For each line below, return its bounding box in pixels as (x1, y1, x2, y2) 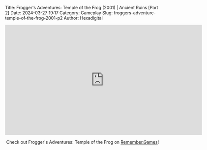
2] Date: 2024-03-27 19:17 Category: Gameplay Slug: (5, 10, 113, 16)
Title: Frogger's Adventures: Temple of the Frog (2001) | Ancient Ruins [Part (5, 5, 158, 10)
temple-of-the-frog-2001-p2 (5, 15, 63, 21)
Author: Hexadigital (63, 15, 103, 21)
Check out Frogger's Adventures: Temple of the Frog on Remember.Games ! (6, 139, 159, 145)
